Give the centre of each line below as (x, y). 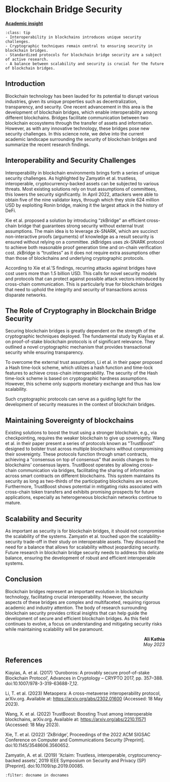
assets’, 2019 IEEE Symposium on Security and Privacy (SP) (84, 760)
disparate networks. (26, 295)
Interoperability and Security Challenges (71, 161)
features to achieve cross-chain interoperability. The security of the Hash (82, 373)
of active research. (27, 59)
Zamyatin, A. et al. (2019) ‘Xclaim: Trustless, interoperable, (66, 755)
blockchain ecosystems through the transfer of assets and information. (79, 123)
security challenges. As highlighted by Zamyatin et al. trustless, (71, 178)
